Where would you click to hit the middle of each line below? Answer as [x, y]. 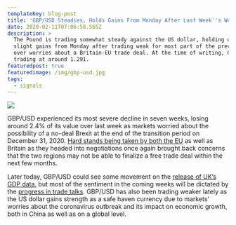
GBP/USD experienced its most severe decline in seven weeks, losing [108, 118]
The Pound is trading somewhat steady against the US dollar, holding [119, 40]
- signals [28, 86]
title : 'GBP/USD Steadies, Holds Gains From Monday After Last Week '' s [114, 20]
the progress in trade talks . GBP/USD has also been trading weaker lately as [117, 192]
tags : [15, 79]
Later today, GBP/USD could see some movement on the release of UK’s [112, 177]
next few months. [32, 163]
